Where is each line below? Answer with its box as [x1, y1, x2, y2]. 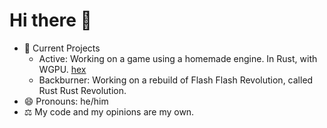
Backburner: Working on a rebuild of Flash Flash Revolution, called [38, 74, 314, 86]
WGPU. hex [38, 63, 87, 75]
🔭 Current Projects [23, 42, 101, 54]
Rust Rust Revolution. [38, 84, 127, 96]
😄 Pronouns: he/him [23, 95, 109, 107]
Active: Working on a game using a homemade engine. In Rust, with [38, 52, 318, 64]
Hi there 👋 [9, 9, 92, 32]
